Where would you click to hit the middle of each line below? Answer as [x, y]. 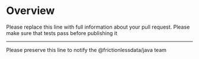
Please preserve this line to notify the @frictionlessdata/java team [86, 50]
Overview [31, 11]
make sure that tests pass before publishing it [62, 33]
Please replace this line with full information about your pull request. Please [98, 27]
